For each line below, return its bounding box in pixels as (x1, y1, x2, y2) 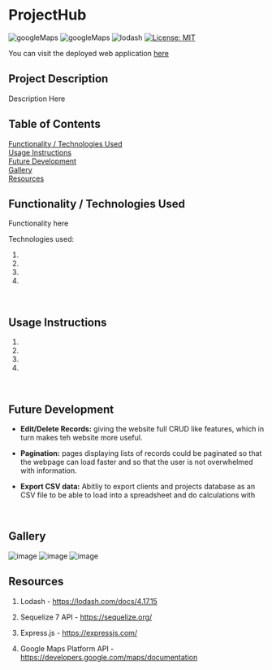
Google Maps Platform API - (19, 643, 114, 653)
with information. (19, 466, 77, 475)
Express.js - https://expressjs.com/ (19, 628, 138, 637)
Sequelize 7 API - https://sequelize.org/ (19, 612, 153, 622)
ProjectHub (8, 6, 87, 24)
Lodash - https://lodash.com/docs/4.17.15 (19, 596, 158, 606)
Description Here (8, 94, 66, 103)
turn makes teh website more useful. (19, 433, 143, 442)
